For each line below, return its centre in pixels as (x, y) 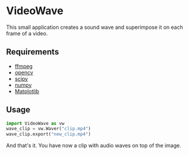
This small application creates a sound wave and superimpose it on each (94, 27)
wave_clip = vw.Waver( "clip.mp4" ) (49, 129)
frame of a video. (27, 33)
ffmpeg (24, 66)
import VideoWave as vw (35, 123)
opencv (24, 72)
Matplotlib (27, 91)
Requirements (32, 52)
